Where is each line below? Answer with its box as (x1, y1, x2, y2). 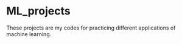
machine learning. (6, 30, 52, 37)
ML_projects (6, 4, 71, 18)
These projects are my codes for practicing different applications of (6, 24, 176, 31)
